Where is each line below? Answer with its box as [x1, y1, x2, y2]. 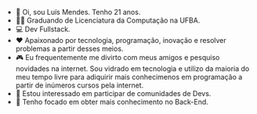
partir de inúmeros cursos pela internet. [15, 80, 144, 90]
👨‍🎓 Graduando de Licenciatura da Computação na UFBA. [15, 16, 201, 25]
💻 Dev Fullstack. [15, 24, 71, 34]
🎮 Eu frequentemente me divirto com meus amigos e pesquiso [15, 53, 220, 62]
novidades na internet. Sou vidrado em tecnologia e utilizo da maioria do [15, 64, 250, 73]
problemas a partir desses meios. [15, 44, 124, 53]
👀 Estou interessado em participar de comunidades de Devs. [15, 89, 212, 98]
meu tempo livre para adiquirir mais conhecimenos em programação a [15, 73, 243, 81]
